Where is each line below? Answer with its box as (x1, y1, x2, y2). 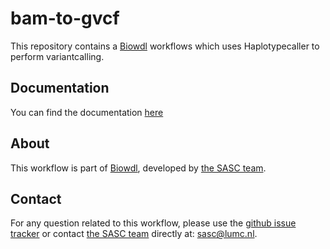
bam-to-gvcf (10, 7, 120, 30)
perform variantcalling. (10, 50, 105, 62)
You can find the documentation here (10, 106, 164, 118)
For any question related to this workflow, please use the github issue (10, 217, 297, 229)
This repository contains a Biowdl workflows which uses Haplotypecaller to (10, 40, 320, 52)
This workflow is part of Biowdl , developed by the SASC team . (10, 162, 267, 174)
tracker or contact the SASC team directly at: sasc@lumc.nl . (10, 228, 258, 240)
